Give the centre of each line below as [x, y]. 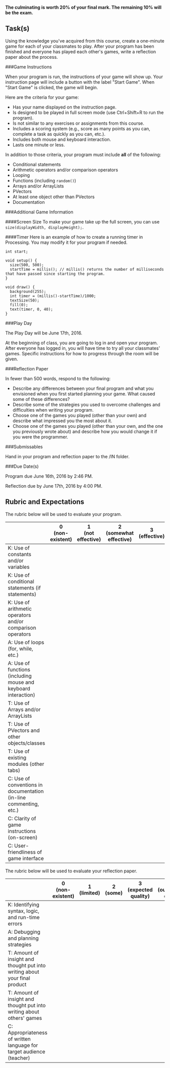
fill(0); [19, 305]
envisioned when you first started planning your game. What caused [84, 394]
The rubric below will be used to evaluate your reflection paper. [71, 871]
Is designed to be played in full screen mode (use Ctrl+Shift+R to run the [88, 112]
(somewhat [120, 533]
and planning [23, 938]
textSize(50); [25, 300]
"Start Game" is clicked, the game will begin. [52, 87]
